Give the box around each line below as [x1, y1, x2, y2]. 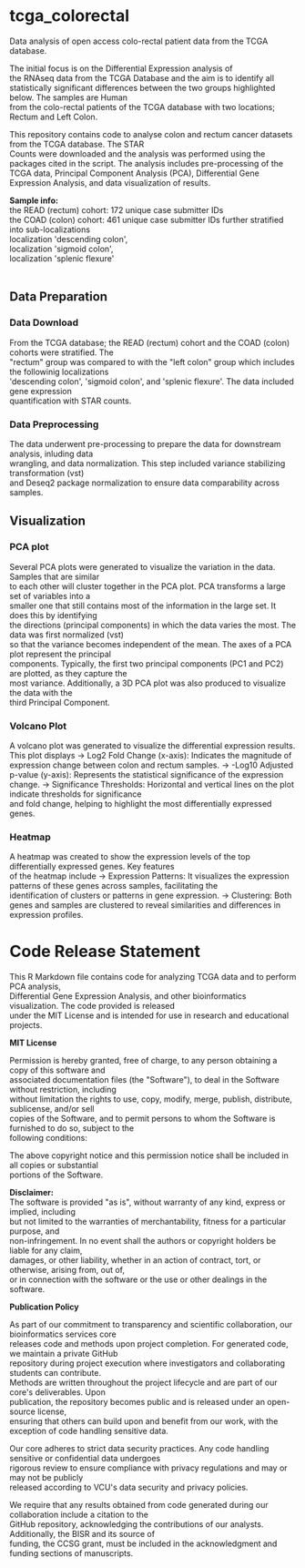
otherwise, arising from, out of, [9, 1265, 126, 1276]
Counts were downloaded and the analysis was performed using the [9, 148, 266, 159]
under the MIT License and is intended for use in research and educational [9, 1010, 290, 1021]
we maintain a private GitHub [9, 1349, 118, 1359]
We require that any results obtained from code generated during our [9, 1500, 269, 1511]
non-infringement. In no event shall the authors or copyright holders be [9, 1236, 276, 1247]
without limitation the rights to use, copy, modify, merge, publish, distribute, [9, 1094, 293, 1105]
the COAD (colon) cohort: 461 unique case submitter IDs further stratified [9, 214, 284, 225]
